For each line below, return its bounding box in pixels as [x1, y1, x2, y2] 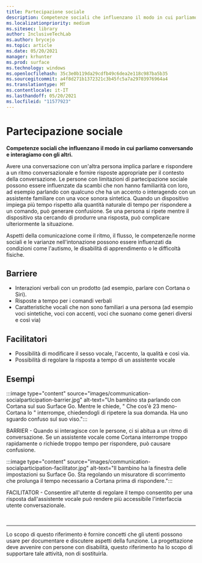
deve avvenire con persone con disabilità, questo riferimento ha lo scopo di [6, 544, 193, 550]
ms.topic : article [6, 43, 52, 49]
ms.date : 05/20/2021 [6, 48, 58, 54]
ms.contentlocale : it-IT [6, 87, 69, 93]
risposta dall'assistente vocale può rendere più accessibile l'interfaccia [6, 495, 182, 502]
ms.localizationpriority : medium [6, 20, 90, 26]
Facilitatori [6, 334, 47, 344]
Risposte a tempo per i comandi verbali [14, 297, 112, 304]
